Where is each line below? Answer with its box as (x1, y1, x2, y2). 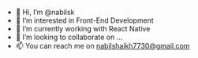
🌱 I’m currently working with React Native (15, 24, 151, 33)
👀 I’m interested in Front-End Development (15, 16, 154, 25)
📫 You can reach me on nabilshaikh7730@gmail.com (15, 42, 190, 50)
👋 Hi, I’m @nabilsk (15, 8, 75, 16)
